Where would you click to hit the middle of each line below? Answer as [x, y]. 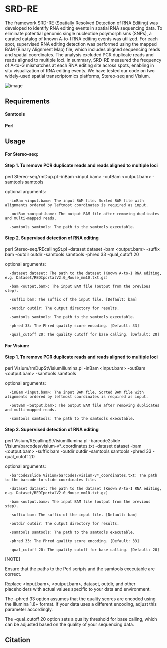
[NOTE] [13, 559]
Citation [18, 640]
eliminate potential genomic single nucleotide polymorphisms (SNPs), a [79, 33]
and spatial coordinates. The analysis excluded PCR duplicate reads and [79, 54]
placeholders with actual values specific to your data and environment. [78, 589]
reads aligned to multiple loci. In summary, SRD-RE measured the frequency [83, 60]
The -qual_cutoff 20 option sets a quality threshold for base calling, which [81, 619]
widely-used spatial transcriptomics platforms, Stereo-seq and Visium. [78, 76]
